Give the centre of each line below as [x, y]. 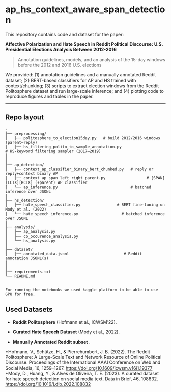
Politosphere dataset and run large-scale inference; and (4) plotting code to [85, 91]
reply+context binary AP [32, 174]
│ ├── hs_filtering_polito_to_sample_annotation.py [64, 147]
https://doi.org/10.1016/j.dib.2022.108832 [48, 384]
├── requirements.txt [28, 272]
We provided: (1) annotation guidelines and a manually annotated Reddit [81, 74]
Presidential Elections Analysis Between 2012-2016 [61, 49]
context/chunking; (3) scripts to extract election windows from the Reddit [82, 86]
